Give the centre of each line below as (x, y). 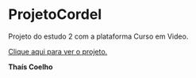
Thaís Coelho (31, 67)
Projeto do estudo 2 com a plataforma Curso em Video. (98, 36)
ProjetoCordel (55, 15)
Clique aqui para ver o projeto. (58, 51)
